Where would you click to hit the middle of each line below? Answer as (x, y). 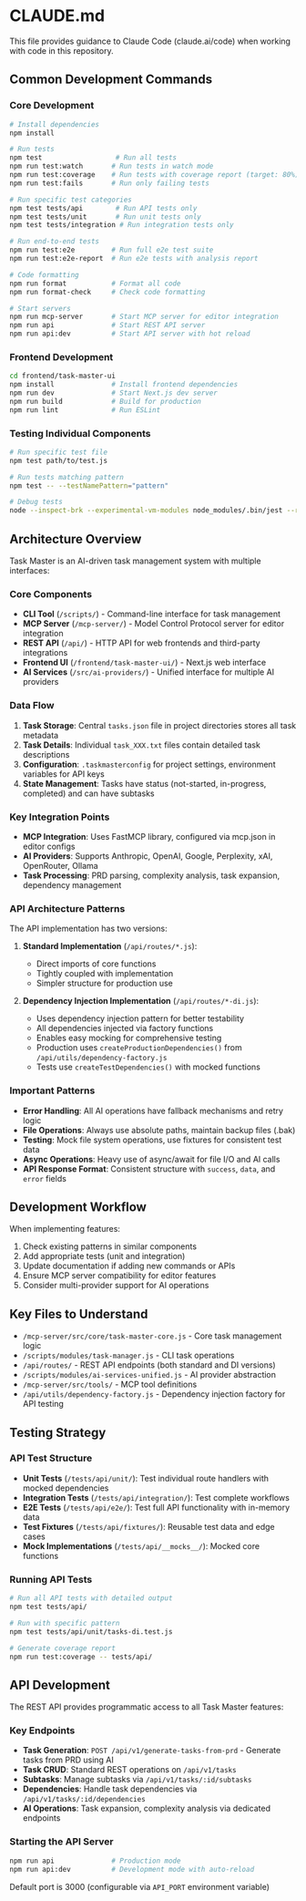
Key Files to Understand (79, 1314)
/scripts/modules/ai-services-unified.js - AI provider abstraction (149, 1375)
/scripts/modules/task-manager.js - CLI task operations (128, 1356)
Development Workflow (78, 1207)
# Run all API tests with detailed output (91, 1598)
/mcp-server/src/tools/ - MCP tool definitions (110, 1384)
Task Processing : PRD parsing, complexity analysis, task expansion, (151, 875)
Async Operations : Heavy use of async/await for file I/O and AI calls (151, 1159)
